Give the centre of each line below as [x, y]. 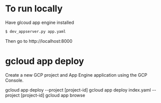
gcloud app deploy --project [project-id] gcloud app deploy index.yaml [78, 90]
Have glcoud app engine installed [39, 22]
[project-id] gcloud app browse [53, 95]
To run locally [34, 9]
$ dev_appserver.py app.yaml [35, 31]
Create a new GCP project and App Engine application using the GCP [76, 75]
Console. [14, 80]
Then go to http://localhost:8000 [39, 41]
